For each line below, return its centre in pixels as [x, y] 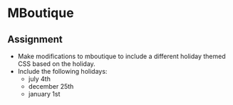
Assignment [35, 39]
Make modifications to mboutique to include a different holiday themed [121, 56]
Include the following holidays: [62, 71]
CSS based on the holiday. [57, 64]
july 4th [40, 79]
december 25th [51, 86]
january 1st [44, 94]
